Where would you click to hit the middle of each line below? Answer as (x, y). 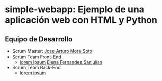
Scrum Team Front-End (37, 57)
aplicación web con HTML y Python (81, 20)
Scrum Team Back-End (36, 67)
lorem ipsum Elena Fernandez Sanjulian (61, 62)
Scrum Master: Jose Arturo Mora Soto (52, 51)
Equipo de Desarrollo (39, 39)
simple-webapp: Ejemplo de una (75, 9)
